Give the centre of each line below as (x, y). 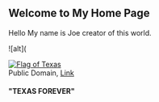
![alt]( (17, 49)
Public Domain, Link (42, 73)
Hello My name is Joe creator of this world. (80, 32)
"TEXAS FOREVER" (42, 91)
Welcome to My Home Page (79, 13)
